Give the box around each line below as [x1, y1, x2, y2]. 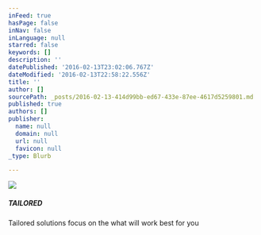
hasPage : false [8, 19, 59, 27]
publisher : [8, 115, 44, 123]
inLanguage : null [8, 33, 66, 42]
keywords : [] [8, 48, 52, 56]
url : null [15, 137, 48, 145]
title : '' [8, 78, 41, 86]
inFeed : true [8, 11, 52, 20]
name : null [15, 122, 52, 130]
